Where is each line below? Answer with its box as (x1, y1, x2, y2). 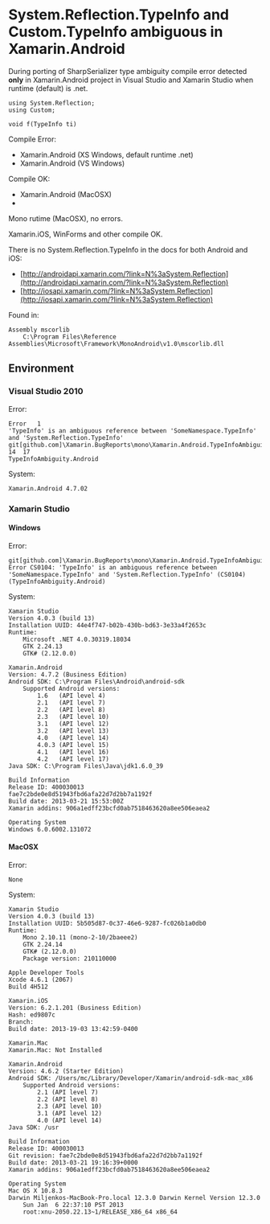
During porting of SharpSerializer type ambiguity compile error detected (8, 66, 247, 76)
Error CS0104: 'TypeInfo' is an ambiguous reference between (8, 563, 218, 572)
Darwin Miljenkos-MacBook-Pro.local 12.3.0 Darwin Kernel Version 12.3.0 (8, 1193, 261, 1201)
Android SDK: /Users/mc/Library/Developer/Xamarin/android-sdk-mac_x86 (8, 1074, 253, 1082)
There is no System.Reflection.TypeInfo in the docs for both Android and (8, 244, 248, 254)
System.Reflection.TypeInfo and (8, 6, 230, 24)
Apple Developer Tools (8, 968, 84, 976)
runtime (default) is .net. (8, 83, 88, 93)
